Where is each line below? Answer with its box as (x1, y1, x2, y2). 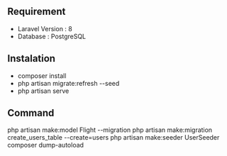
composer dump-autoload (7, 141, 84, 150)
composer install (17, 71, 67, 80)
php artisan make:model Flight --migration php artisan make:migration (7, 126, 213, 134)
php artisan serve (17, 87, 70, 95)
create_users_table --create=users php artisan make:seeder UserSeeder (7, 133, 220, 142)
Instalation (7, 52, 55, 65)
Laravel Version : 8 (17, 24, 72, 33)
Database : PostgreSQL (17, 32, 87, 40)
